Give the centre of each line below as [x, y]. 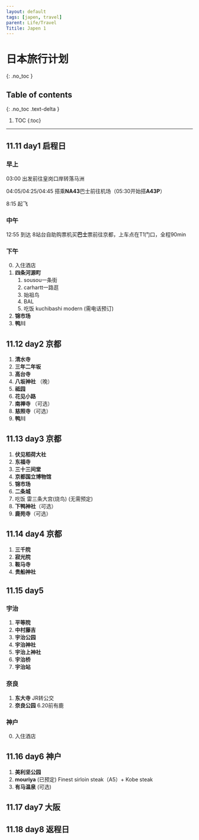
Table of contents [39, 94]
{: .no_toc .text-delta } [33, 109]
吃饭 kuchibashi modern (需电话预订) [69, 309]
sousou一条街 [40, 280]
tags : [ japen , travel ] [34, 17]
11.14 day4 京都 [34, 534]
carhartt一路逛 [41, 287]
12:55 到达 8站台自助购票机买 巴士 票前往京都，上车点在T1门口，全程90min [96, 234]
